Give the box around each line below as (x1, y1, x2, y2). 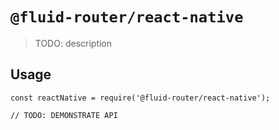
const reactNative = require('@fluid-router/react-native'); (10, 93, 271, 103)
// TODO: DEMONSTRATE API (10, 110, 118, 120)
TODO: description (34, 37, 113, 49)
